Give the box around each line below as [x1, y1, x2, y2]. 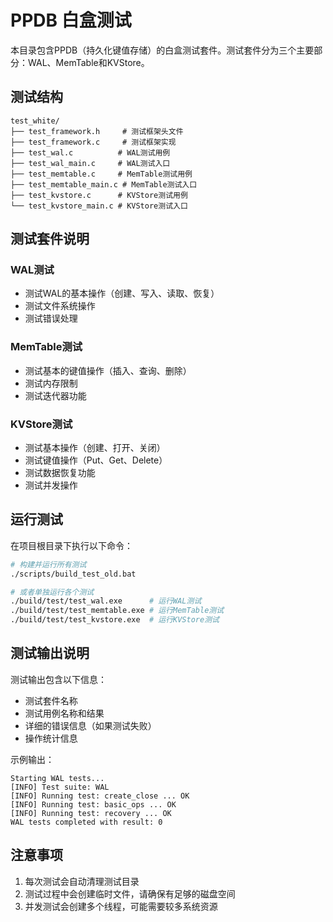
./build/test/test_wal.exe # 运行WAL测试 [10, 596, 202, 606]
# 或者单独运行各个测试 [10, 587, 95, 597]
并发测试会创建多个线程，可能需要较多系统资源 [24, 900, 218, 912]
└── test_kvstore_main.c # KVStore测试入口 [10, 201, 188, 211]
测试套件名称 [24, 694, 78, 706]
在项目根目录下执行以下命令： [10, 539, 133, 551]
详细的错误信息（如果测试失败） [24, 719, 157, 731]
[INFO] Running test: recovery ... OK [10, 808, 172, 818]
